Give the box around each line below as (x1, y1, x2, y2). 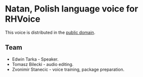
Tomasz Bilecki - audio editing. (12, 61, 74, 67)
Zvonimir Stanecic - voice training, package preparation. (12, 66, 125, 72)
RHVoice (5, 13, 41, 25)
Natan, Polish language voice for (5, 3, 139, 14)
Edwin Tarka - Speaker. (12, 56, 59, 62)
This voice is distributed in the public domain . (5, 29, 96, 35)
